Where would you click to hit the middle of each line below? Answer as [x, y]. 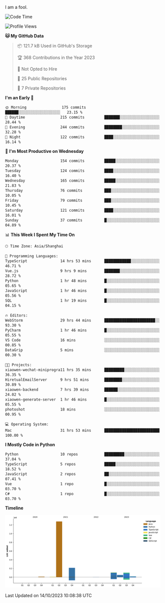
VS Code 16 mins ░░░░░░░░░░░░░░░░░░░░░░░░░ [82, 340]
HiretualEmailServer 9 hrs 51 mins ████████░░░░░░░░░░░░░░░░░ [82, 380]
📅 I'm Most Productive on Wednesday [44, 151]
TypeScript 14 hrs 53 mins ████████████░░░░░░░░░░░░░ [82, 261]
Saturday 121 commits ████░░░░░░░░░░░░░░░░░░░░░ [82, 210]
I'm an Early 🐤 [19, 98]
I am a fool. [16, 7]
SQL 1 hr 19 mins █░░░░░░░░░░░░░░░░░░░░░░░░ [82, 301]
